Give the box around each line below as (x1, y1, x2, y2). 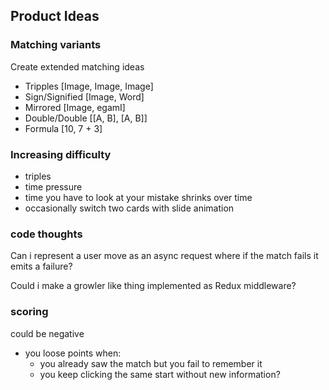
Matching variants (10, 38, 102, 52)
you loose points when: (24, 347, 122, 359)
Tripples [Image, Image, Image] (24, 80, 154, 92)
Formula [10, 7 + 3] (24, 122, 103, 134)
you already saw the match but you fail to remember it (39, 357, 263, 369)
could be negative (10, 327, 85, 339)
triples (24, 170, 52, 182)
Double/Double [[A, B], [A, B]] (24, 112, 148, 124)
